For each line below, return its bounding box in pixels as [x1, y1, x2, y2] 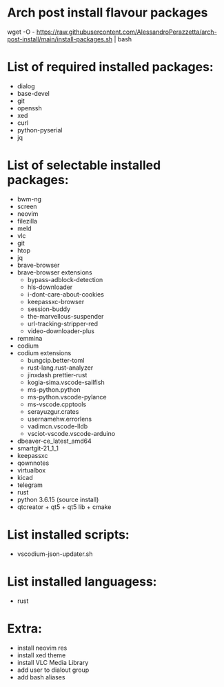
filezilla [17, 217, 38, 225]
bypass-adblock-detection [27, 275, 103, 283]
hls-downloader [27, 283, 73, 291]
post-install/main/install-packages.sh [7, 34, 113, 43]
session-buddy [27, 305, 71, 313]
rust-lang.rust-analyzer [27, 364, 94, 372]
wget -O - [7, 28, 35, 36]
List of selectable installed [7, 157, 161, 173]
